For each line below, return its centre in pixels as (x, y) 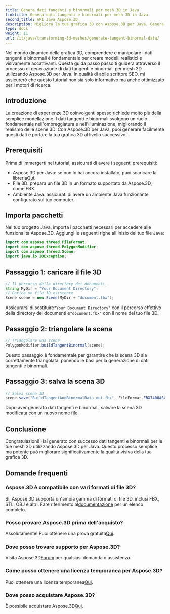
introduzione (26, 101)
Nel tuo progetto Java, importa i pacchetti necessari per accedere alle (78, 227)
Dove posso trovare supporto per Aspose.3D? (63, 547)
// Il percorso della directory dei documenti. (56, 284)
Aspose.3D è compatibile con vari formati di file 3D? (71, 488)
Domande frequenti (37, 473)
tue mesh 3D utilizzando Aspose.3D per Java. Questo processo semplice (81, 447)
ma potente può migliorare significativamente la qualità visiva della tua (78, 452)
